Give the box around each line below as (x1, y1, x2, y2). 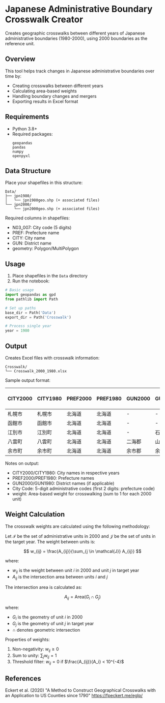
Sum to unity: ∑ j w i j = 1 (12, 652, 57, 660)
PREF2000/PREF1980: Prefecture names (12, 475, 94, 481)
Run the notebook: (12, 278, 50, 284)
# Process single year (5, 324, 52, 329)
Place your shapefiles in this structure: (5, 180, 83, 185)
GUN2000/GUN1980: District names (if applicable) (12, 481, 114, 486)
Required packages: (12, 131, 53, 137)
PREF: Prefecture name (12, 230, 60, 236)
